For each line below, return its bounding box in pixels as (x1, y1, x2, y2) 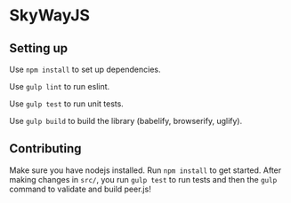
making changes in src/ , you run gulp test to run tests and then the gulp (9, 174, 278, 184)
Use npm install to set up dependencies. (9, 64, 161, 74)
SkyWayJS (9, 5, 91, 26)
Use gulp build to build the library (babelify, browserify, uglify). (9, 116, 243, 126)
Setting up (9, 41, 69, 56)
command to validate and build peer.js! (9, 183, 151, 194)
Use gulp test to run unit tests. (9, 98, 125, 109)
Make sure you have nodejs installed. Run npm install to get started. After (9, 165, 282, 176)
